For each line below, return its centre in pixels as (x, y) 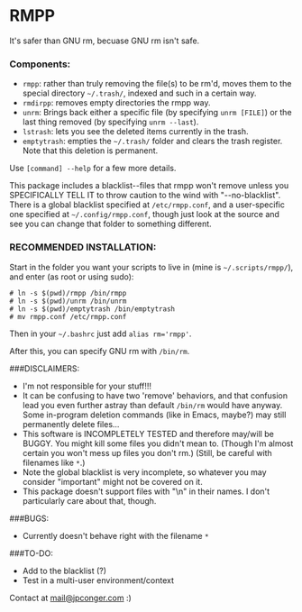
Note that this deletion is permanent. (90, 151)
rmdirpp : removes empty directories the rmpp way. (116, 103)
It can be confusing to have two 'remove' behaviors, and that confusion (155, 395)
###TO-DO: (32, 553)
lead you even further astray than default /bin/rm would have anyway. (152, 405)
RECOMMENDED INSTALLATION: (83, 247)
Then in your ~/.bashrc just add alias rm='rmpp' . (101, 333)
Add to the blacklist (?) (64, 571)
